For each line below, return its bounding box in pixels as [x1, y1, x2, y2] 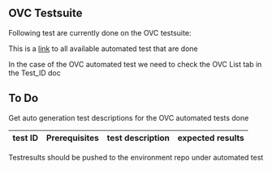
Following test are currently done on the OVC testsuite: [8, 28, 192, 37]
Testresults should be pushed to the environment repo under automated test [8, 152, 264, 162]
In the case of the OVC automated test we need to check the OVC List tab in [8, 59, 262, 69]
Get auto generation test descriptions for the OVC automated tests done [8, 113, 249, 122]
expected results [177, 132, 245, 143]
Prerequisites [45, 132, 99, 143]
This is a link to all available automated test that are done [8, 44, 198, 53]
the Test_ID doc [8, 68, 61, 78]
